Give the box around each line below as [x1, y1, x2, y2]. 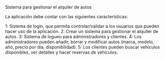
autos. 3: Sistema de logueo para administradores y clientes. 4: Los [5, 34, 142, 39]
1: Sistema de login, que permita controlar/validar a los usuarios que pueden [5, 23, 160, 29]
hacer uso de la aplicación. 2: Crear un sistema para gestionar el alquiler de [5, 29, 159, 34]
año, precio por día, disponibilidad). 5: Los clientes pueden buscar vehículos [5, 44, 160, 50]
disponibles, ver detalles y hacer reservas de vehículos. [5, 49, 118, 55]
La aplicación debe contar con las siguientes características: [5, 14, 128, 19]
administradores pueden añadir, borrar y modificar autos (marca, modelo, [5, 39, 154, 45]
